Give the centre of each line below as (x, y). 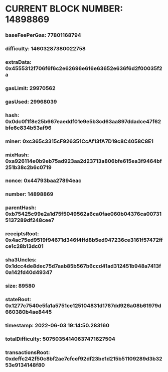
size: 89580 (20, 286)
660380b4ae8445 (29, 312)
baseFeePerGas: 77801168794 (43, 35)
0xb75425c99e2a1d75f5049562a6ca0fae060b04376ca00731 (83, 214)
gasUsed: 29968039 (31, 102)
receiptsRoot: (22, 234)
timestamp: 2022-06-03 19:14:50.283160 (57, 325)
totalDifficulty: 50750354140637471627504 (60, 339)
